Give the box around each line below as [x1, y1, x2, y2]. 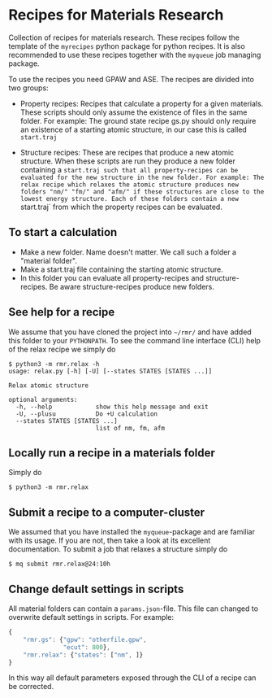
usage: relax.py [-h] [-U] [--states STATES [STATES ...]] [8, 367, 213, 375]
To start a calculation [8, 225, 118, 239]
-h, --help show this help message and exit [15, 403, 209, 411]
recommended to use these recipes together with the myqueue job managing [8, 50, 261, 59]
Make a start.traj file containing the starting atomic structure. [19, 264, 223, 274]
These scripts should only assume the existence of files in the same [19, 107, 248, 117]
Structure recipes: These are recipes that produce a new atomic [19, 147, 235, 157]
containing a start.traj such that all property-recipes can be [19, 164, 239, 174]
